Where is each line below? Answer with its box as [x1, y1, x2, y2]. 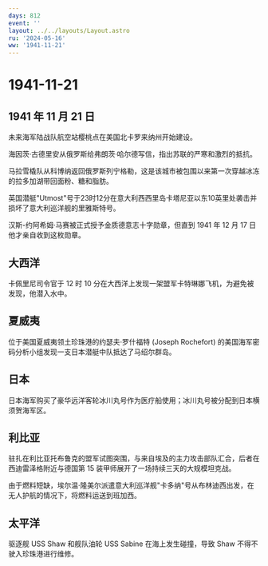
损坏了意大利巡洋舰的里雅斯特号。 [8, 203, 120, 213]
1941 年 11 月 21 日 [8, 110, 96, 123]
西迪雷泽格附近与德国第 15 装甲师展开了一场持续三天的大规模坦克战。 [8, 464, 236, 473]
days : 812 [8, 11, 41, 20]
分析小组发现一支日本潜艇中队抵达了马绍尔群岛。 [14, 347, 176, 357]
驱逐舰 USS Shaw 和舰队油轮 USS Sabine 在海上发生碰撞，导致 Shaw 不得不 [8, 539, 258, 548]
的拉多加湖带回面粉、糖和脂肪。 [8, 177, 113, 186]
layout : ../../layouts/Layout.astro [8, 26, 130, 34]
